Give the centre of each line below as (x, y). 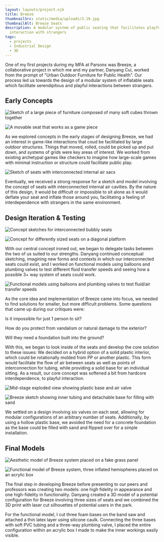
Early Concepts (29, 101)
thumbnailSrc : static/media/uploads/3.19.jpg (52, 19)
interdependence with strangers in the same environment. (63, 202)
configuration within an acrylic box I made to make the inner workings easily (82, 530)
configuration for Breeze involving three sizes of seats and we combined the (82, 499)
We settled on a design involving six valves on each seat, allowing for (75, 412)
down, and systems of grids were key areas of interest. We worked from (78, 152)
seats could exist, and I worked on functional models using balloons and (78, 264)
